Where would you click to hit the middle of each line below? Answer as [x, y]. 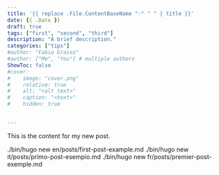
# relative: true [37, 85]
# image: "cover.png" [43, 78]
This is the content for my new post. [59, 135]
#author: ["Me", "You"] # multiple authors [71, 59]
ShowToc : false [29, 65]
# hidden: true [34, 104]
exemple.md [25, 164]
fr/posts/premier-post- [179, 156]
